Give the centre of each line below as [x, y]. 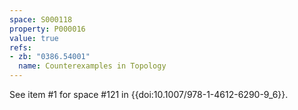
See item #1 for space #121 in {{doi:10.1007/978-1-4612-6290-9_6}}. [149, 94]
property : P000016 [47, 29]
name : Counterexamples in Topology [92, 66]
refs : [20, 47]
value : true [34, 38]
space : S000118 [41, 19]
